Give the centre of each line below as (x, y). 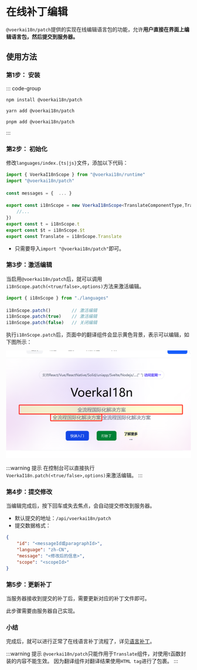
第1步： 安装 (23, 75)
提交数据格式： (33, 526)
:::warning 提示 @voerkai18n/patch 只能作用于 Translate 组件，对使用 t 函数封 (96, 654)
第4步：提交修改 (29, 492)
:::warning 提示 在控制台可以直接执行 (50, 468)
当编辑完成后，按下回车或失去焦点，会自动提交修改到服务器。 (81, 506)
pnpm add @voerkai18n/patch (40, 122)
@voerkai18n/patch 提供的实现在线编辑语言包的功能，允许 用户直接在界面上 (95, 29)
